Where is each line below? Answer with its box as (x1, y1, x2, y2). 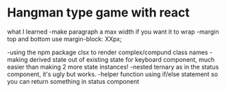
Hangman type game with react (7, 5, 190, 21)
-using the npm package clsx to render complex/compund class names (7, 48, 208, 56)
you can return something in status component (7, 77, 140, 85)
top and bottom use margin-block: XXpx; (7, 34, 122, 43)
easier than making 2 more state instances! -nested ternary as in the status (7, 62, 219, 71)
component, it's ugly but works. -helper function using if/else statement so (7, 70, 218, 78)
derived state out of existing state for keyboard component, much (29, 55, 215, 63)
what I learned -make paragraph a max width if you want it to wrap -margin (7, 27, 219, 36)
